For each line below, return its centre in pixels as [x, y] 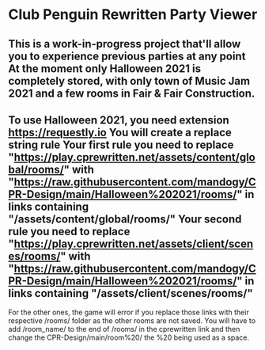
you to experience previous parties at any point [127, 56]
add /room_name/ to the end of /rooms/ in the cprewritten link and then [124, 329]
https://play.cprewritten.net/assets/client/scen [134, 243]
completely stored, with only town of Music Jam [129, 81]
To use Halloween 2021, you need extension [119, 120]
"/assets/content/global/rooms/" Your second [125, 219]
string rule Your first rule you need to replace [121, 145]
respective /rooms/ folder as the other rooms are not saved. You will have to [132, 321]
